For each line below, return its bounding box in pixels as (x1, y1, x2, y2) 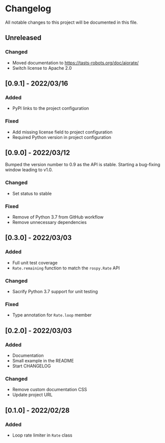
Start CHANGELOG (12, 363, 51, 369)
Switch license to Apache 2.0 (12, 65, 72, 71)
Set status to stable (12, 190, 52, 196)
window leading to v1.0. (5, 167, 53, 173)
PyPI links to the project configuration (12, 105, 89, 111)
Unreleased (5, 34, 42, 42)
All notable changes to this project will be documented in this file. (5, 19, 138, 25)
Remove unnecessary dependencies (12, 220, 87, 225)
